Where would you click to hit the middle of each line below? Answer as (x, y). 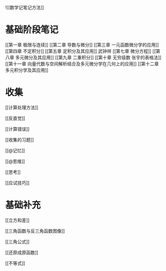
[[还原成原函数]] (22, 252)
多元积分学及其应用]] (27, 70)
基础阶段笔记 (32, 30)
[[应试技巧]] (17, 183)
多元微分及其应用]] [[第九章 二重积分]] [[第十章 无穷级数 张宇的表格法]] (88, 57)
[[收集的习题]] (20, 140)
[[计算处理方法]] (22, 107)
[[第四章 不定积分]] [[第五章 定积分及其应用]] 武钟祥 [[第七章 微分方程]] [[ (81, 51)
